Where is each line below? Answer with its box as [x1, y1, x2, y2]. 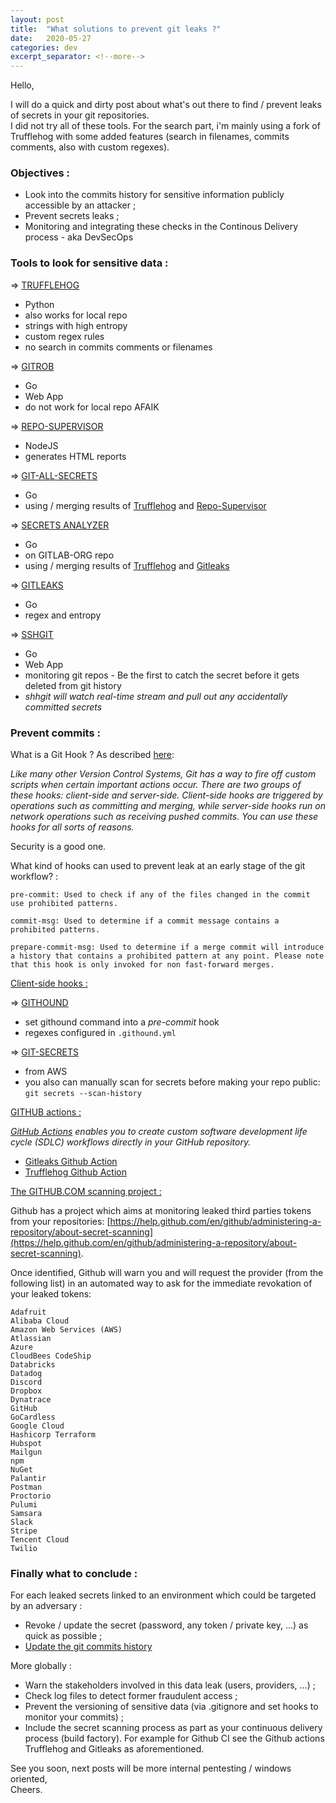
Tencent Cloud [10, 1535, 70, 1545]
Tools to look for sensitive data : [10, 256, 169, 270]
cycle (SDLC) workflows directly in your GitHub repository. [10, 1136, 252, 1148]
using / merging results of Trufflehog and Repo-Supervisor [24, 499, 267, 511]
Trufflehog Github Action [24, 1166, 127, 1178]
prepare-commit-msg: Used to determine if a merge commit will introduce [10, 942, 325, 953]
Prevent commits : [10, 726, 101, 740]
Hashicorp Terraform [10, 1430, 97, 1440]
